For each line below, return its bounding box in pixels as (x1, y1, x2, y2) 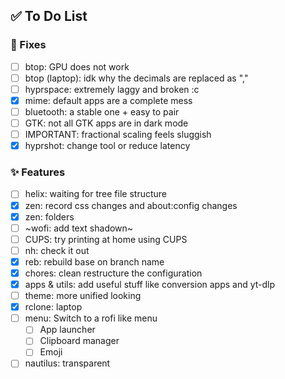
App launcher (39, 324, 96, 336)
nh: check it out (24, 244, 90, 256)
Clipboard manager (39, 335, 120, 347)
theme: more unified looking (24, 290, 142, 302)
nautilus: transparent (24, 357, 111, 369)
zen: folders (24, 210, 75, 223)
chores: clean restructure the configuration (24, 267, 203, 279)
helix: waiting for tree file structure (24, 188, 167, 200)
